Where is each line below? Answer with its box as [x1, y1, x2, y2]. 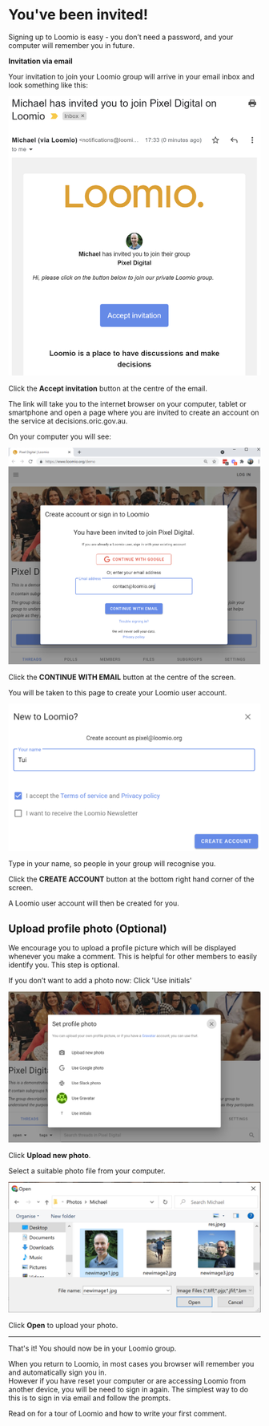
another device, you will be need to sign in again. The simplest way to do [8, 1384, 249, 1394]
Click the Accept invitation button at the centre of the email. [8, 383, 208, 394]
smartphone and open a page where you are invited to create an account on [8, 407, 259, 418]
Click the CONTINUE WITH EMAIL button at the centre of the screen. [8, 672, 236, 683]
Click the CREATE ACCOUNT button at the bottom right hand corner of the [8, 874, 255, 884]
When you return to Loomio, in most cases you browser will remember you [8, 1359, 255, 1368]
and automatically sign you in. [8, 1367, 106, 1377]
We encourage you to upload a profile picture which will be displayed [8, 942, 236, 952]
